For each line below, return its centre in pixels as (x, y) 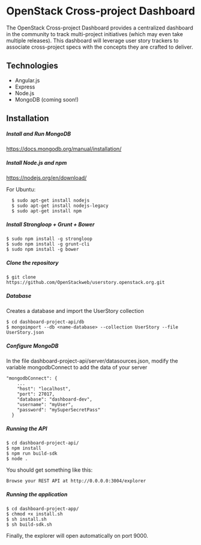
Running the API (27, 428)
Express (25, 87)
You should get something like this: (49, 470)
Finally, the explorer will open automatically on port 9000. (77, 535)
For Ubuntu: (21, 189)
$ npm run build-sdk (32, 453)
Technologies (32, 66)
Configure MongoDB (32, 346)
